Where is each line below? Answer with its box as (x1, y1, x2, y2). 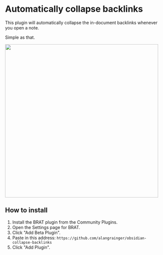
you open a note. (5, 25, 39, 30)
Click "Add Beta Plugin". (12, 229, 61, 235)
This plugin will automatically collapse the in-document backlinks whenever (5, 20, 158, 25)
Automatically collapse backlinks (5, 3, 143, 15)
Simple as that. (5, 34, 35, 40)
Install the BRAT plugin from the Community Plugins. (12, 219, 118, 225)
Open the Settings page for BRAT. (12, 224, 81, 230)
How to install (5, 206, 48, 214)
